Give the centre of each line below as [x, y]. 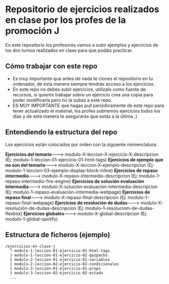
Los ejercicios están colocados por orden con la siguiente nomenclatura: [81, 144]
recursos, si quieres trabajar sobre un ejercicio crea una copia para [83, 94]
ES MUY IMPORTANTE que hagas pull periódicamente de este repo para [88, 105]
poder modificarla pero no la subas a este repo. [62, 100]
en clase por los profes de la [65, 20]
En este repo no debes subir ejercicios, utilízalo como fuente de [79, 89]
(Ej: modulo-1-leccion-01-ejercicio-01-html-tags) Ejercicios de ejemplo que [84, 159]
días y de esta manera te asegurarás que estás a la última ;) [75, 116]
